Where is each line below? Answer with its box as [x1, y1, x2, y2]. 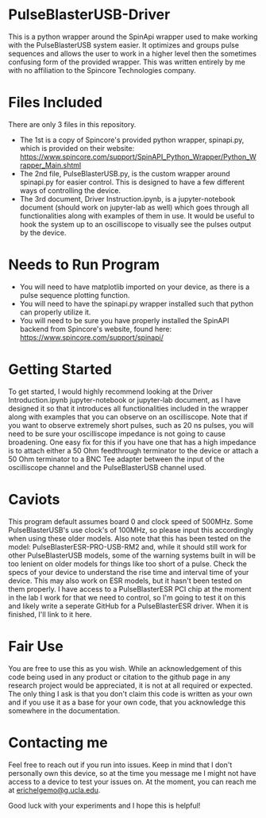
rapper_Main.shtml [19, 160, 82, 170]
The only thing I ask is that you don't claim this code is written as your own [8, 689, 253, 698]
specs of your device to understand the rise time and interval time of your [8, 567, 249, 577]
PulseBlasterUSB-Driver [8, 6, 171, 24]
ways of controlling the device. [19, 185, 121, 195]
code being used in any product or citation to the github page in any [8, 672, 231, 681]
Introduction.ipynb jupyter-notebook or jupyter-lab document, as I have [8, 395, 241, 404]
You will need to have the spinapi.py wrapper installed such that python [19, 299, 254, 308]
